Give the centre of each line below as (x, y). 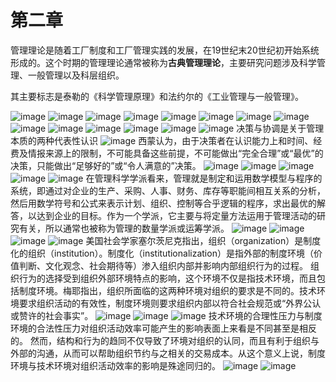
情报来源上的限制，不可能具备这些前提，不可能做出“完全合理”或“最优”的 (175, 153)
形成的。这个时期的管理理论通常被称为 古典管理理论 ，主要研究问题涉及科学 (163, 62)
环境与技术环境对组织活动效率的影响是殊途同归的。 (115, 365)
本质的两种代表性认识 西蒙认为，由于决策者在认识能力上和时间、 (162, 140)
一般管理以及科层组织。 (76, 75)
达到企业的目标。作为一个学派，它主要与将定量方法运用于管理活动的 (176, 215)
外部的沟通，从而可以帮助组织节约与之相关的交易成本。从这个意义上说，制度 (168, 353)
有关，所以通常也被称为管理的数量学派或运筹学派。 (124, 228)
